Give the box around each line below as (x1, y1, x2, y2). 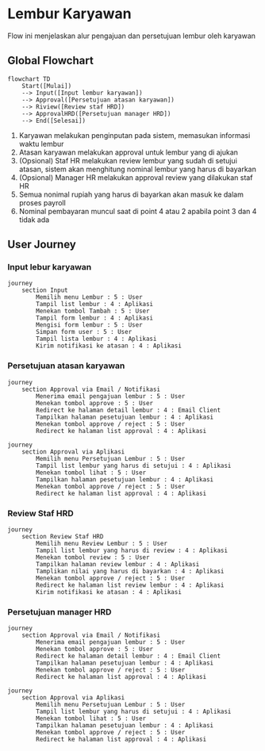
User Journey (7, 238, 76, 251)
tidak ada (18, 215, 50, 224)
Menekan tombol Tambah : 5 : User (36, 307, 150, 316)
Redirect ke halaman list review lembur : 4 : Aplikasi (36, 581, 225, 589)
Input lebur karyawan (7, 262, 92, 273)
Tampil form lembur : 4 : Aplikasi (36, 314, 154, 322)
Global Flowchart (7, 54, 94, 67)
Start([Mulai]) (21, 82, 72, 90)
